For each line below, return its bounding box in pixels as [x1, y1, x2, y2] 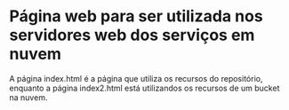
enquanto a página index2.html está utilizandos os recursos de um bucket [9, 82, 280, 93]
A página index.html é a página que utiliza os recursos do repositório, [9, 73, 263, 83]
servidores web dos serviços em [9, 25, 255, 45]
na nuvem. [9, 91, 48, 103]
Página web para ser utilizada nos [9, 6, 264, 27]
